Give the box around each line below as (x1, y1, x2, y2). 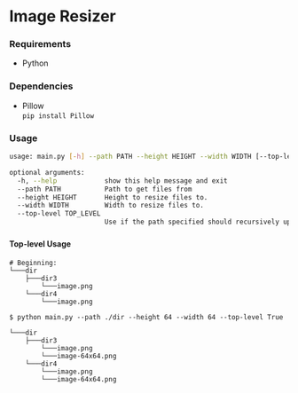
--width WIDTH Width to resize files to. (17, 201, 204, 210)
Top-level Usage (9, 239, 72, 249)
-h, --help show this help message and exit (17, 176, 228, 185)
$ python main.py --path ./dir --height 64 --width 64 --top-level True (9, 312, 284, 321)
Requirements (9, 38, 72, 51)
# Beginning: (9, 258, 58, 267)
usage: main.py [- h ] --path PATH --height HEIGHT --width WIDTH (9, 153, 252, 161)
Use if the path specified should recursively (104, 217, 279, 227)
